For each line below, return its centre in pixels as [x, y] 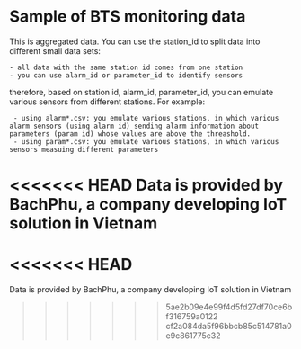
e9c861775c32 [193, 336]
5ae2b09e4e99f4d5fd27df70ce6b [229, 307]
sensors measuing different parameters [84, 149]
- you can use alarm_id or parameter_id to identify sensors [126, 75]
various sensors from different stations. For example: [107, 102]
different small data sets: [55, 50]
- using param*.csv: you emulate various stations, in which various [146, 141]
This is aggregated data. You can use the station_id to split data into [135, 41]
